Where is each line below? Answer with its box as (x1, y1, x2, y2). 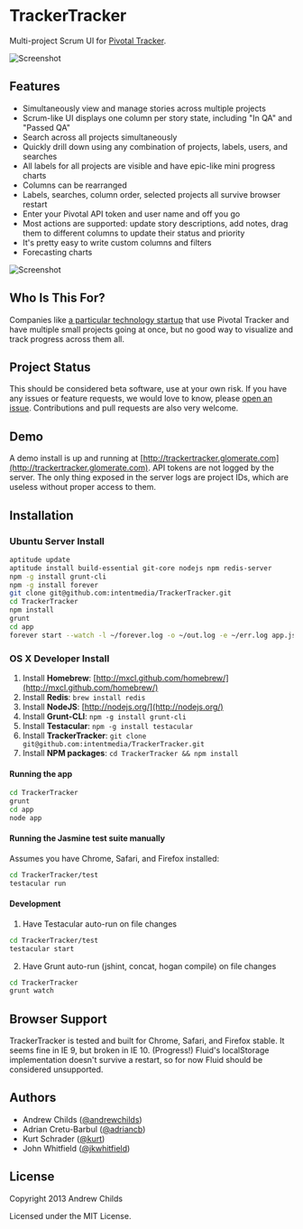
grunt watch (9, 986, 54, 995)
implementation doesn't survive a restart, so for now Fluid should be (9, 1055, 263, 1066)
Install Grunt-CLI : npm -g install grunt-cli (22, 710, 187, 722)
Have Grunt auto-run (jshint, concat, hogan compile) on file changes (22, 960, 277, 971)
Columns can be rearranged (22, 180, 128, 190)
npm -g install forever (9, 580, 99, 589)
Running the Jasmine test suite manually (9, 833, 165, 844)
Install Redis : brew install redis (22, 691, 146, 702)
